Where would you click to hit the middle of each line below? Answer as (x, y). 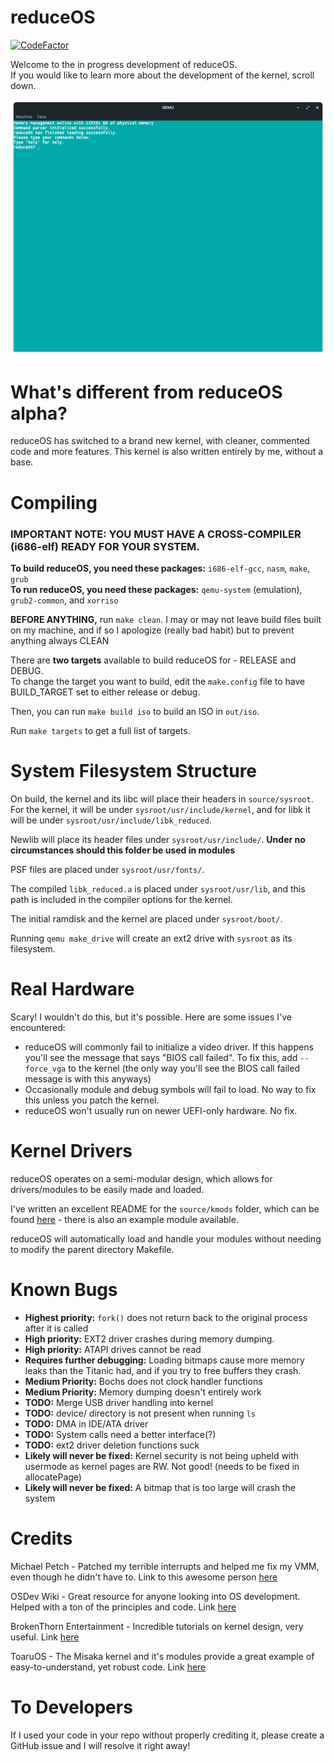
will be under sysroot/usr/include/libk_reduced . (111, 820)
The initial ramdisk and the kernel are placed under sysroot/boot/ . (146, 918)
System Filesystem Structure (134, 771)
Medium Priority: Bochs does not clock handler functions (143, 1381)
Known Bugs (64, 1289)
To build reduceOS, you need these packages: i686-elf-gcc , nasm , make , (160, 568)
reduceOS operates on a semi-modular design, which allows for (141, 1178)
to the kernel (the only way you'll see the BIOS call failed (184, 1068)
